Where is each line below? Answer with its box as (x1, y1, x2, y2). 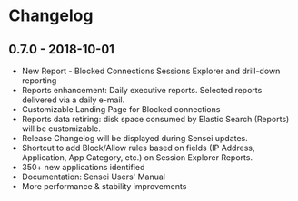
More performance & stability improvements (21, 181, 187, 191)
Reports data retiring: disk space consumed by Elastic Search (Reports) (21, 114, 290, 124)
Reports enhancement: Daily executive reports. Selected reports (21, 85, 263, 95)
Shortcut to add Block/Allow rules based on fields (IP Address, (21, 142, 255, 153)
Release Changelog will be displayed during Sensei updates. (21, 133, 249, 143)
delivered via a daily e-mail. (21, 94, 125, 105)
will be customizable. (21, 123, 101, 134)
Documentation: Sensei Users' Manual (21, 171, 165, 182)
